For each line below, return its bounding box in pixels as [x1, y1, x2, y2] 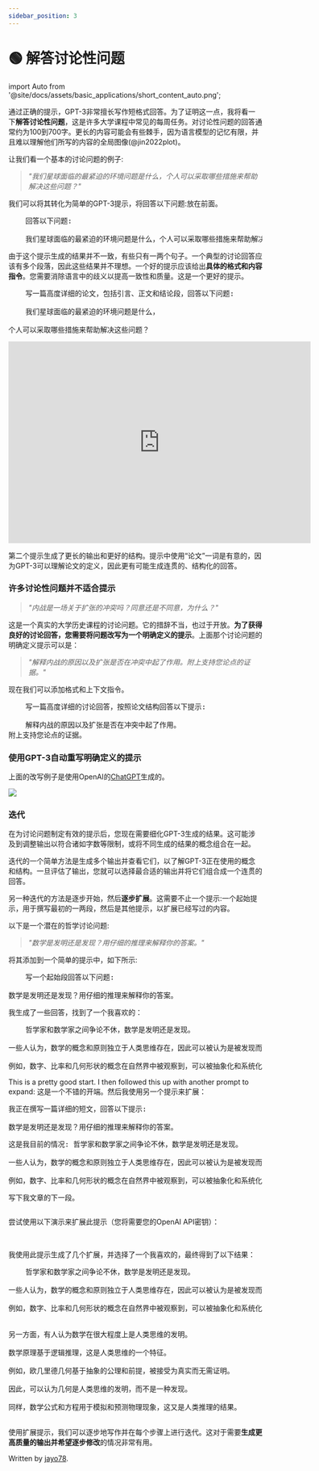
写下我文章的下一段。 [8, 1193, 79, 1203]
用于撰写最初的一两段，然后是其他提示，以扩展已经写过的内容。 [22, 903, 234, 913]
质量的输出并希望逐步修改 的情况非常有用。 [14, 1438, 157, 1448]
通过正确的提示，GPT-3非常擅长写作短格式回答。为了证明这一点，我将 [8, 107, 242, 116]
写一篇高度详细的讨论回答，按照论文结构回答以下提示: [25, 702, 207, 711]
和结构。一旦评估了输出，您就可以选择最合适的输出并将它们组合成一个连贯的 [8, 866, 263, 876]
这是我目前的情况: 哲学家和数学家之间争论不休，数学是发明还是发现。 [8, 1140, 243, 1149]
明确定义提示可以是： [8, 639, 79, 650]
